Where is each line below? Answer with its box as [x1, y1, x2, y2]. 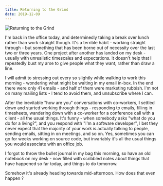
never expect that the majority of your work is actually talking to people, [5, 125, 149, 131]
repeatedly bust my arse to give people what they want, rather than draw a [5, 60, 155, 66]
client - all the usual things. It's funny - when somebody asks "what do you [5, 115, 156, 121]
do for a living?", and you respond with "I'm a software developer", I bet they [5, 120, 158, 126]
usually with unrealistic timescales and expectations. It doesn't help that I [5, 55, 152, 61]
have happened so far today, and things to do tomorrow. [5, 161, 118, 167]
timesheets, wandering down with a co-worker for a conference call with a [5, 110, 155, 116]
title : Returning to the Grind [5, 7, 69, 12]
